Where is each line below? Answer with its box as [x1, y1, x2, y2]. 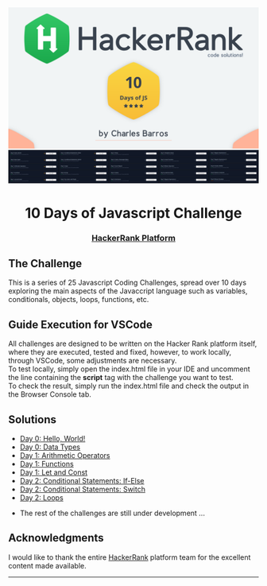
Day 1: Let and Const [19, 468, 88, 477]
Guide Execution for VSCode [8, 317, 153, 332]
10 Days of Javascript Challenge [25, 204, 242, 222]
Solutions [8, 413, 57, 426]
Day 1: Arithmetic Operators [19, 450, 110, 460]
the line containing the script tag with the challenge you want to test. [8, 373, 234, 382]
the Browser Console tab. [8, 390, 91, 399]
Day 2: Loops [19, 492, 64, 503]
